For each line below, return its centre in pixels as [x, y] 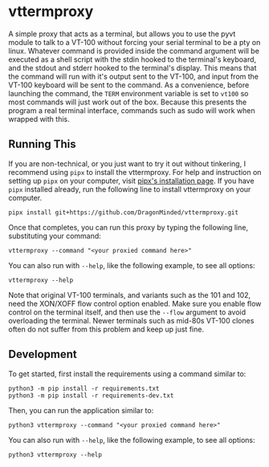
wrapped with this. [39, 119]
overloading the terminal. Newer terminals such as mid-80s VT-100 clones [131, 320]
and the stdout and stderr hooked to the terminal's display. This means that [132, 67]
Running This [42, 144]
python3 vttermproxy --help [55, 455]
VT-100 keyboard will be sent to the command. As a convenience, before [129, 85]
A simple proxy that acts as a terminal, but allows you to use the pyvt [122, 34]
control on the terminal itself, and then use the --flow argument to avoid [127, 312]
